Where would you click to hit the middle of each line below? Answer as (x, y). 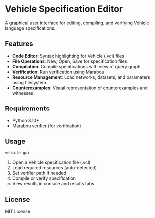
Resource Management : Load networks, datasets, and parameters (81, 77)
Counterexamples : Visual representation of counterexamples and (80, 88)
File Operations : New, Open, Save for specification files (70, 61)
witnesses (23, 93)
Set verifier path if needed (39, 173)
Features (19, 44)
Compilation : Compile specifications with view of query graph (76, 66)
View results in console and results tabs (53, 184)
